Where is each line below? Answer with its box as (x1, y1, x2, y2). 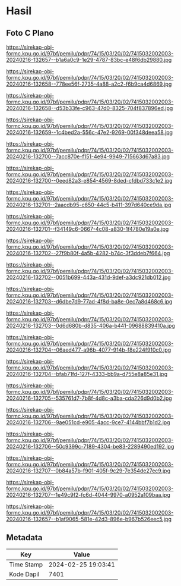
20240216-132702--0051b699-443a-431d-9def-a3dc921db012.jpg (6, 274, 171, 281)
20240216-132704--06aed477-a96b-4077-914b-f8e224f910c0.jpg (6, 346, 172, 353)
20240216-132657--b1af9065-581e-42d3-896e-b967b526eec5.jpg (6, 516, 172, 522)
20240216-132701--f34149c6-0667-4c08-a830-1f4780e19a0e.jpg (6, 225, 169, 233)
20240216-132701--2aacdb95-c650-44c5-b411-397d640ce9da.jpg (6, 201, 172, 208)
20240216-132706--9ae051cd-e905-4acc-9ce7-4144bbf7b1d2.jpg (6, 419, 170, 426)
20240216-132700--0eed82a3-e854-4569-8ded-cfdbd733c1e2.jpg (6, 177, 173, 184)
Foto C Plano (6, 28, 54, 38)
